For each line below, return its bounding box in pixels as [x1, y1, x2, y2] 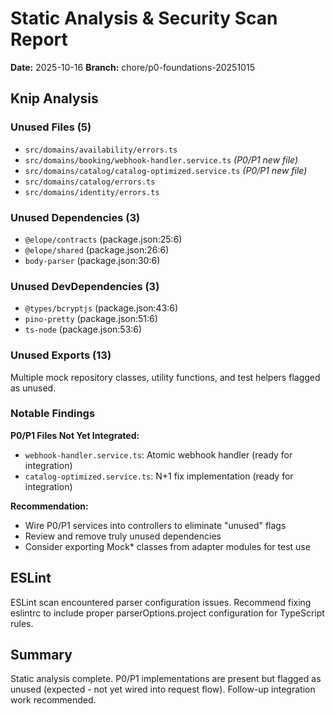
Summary [10, 647, 73, 664]
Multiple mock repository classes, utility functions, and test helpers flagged [10, 371, 321, 383]
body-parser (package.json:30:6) [24, 254, 161, 266]
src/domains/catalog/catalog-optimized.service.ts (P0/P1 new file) [24, 164, 308, 176]
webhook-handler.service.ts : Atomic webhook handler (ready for [24, 448, 293, 461]
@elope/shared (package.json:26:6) [24, 243, 170, 256]
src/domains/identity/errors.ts [24, 187, 160, 197]
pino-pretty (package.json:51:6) [24, 313, 158, 325]
